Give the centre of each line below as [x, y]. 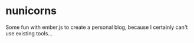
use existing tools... [29, 33]
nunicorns [31, 11]
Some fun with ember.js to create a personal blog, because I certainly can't [97, 27]
